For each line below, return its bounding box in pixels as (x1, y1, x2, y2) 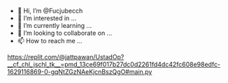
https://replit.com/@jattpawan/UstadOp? (7, 53, 124, 61)
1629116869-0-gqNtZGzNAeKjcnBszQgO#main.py (7, 68, 152, 76)
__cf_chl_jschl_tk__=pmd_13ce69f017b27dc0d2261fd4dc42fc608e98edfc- (7, 60, 221, 68)
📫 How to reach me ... (17, 37, 83, 45)
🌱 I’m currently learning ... (17, 22, 92, 29)
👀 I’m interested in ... (17, 14, 77, 22)
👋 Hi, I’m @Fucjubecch (17, 7, 83, 15)
